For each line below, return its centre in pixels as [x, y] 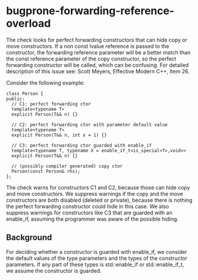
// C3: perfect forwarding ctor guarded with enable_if [82, 145]
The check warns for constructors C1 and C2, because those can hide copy [98, 187]
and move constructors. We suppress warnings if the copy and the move [95, 194]
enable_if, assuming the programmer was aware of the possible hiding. [92, 219]
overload [29, 23]
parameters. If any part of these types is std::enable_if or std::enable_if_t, [95, 264]
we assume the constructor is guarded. [54, 271]
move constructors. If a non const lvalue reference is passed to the [88, 46]
